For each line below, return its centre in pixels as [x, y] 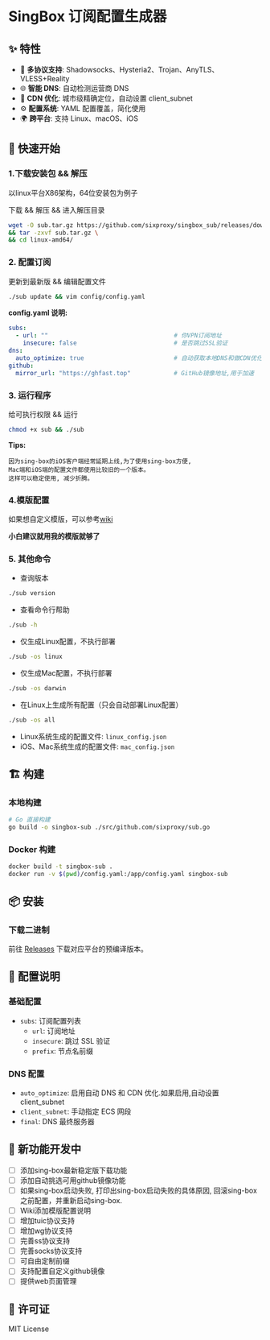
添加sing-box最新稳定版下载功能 [74, 1170]
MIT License [29, 1329]
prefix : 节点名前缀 [63, 1051]
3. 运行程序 [30, 395]
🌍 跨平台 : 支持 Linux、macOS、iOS [79, 118]
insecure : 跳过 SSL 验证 [71, 1040]
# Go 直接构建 [29, 820]
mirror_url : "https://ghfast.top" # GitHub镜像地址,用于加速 [135, 373]
